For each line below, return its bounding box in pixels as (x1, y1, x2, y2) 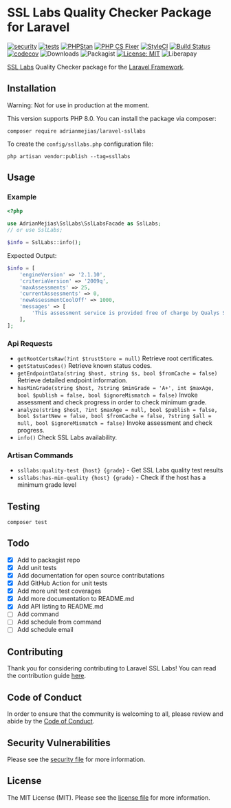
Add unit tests (16, 563, 57, 571)
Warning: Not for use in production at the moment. (7, 101, 150, 109)
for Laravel (7, 19, 70, 35)
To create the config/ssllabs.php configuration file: (7, 140, 153, 148)
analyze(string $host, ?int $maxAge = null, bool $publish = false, (16, 406, 218, 413)
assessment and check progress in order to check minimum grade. (16, 397, 208, 406)
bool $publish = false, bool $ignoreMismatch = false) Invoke (16, 391, 198, 399)
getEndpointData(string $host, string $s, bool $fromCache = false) (16, 370, 218, 377)
